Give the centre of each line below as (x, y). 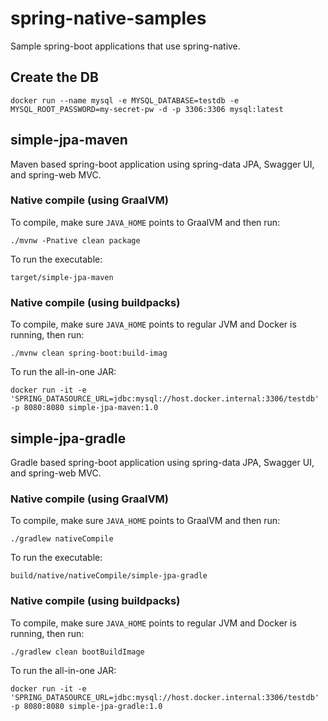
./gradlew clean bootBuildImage (77, 652)
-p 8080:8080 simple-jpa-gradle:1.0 (86, 706)
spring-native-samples (108, 18)
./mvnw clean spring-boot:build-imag (89, 353)
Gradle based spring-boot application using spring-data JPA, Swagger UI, (162, 462)
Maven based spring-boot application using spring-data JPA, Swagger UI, (162, 164)
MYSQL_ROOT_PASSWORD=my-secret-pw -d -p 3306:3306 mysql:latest (147, 109)
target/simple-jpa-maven (62, 277)
